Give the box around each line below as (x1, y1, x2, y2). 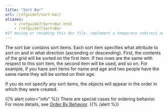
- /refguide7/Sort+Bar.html (14, 21, 72, 27)
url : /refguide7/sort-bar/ (5, 12, 61, 17)
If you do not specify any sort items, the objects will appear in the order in (5, 81, 157, 87)
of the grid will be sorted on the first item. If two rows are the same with (5, 55, 152, 61)
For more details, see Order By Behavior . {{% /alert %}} (5, 101, 119, 107)
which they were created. (5, 86, 57, 92)
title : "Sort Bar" (5, 7, 43, 13)
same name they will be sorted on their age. (5, 71, 96, 77)
